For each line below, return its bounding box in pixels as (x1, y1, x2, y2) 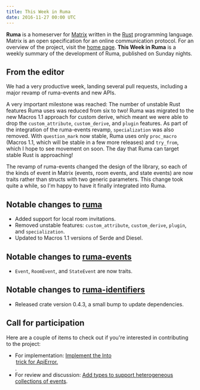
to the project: (6, 340, 41, 347)
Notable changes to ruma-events (6, 251, 132, 262)
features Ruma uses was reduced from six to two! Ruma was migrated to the (6, 107, 194, 114)
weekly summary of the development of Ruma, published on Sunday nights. (6, 50, 193, 57)
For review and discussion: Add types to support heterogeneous (14, 371, 173, 378)
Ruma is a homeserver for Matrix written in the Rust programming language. (6, 30, 194, 38)
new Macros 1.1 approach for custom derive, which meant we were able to (6, 113, 189, 121)
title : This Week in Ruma (6, 8, 70, 15)
